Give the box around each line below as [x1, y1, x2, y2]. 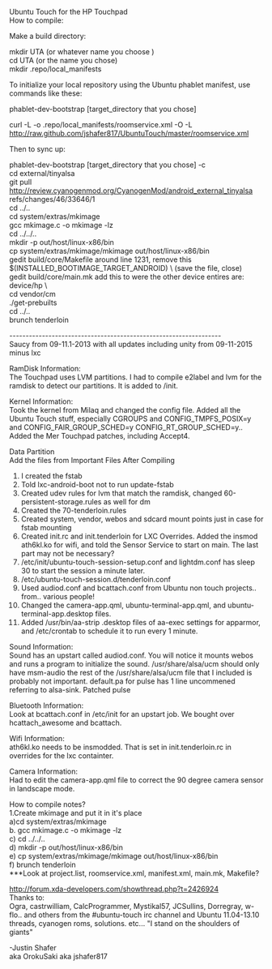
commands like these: [9, 88, 83, 98]
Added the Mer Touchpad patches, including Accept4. [9, 431, 190, 440]
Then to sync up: [9, 144, 66, 153]
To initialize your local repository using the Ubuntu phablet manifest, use [9, 80, 251, 89]
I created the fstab [20, 471, 83, 481]
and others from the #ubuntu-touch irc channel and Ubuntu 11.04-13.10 [23, 910, 260, 920]
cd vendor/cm [9, 289, 56, 298]
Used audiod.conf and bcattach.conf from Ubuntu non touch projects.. [20, 583, 257, 593]
